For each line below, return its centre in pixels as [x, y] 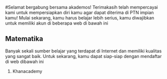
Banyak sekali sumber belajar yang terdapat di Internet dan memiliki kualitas [83, 51]
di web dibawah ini [24, 61]
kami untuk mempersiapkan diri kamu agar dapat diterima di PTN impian [79, 12]
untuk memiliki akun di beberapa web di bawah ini [57, 23]
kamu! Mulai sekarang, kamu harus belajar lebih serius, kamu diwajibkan [80, 18]
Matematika [24, 39]
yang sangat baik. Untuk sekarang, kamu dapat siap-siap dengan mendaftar [83, 56]
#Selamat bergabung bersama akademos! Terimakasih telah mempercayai [82, 7]
